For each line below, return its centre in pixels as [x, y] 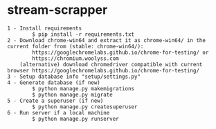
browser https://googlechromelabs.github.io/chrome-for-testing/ [103, 70]
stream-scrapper [57, 10]
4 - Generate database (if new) [54, 82]
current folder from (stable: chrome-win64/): [75, 46]
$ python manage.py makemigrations [83, 88]
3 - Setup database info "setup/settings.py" [74, 77]
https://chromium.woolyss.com [75, 58]
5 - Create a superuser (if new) [55, 101]
